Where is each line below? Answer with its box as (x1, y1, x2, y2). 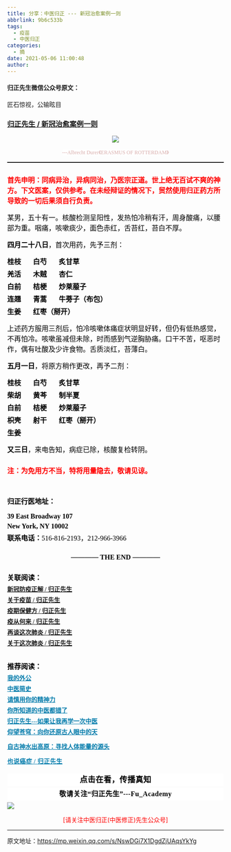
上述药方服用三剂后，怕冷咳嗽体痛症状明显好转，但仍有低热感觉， (7, 325, 221, 333)
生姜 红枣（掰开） (7, 308, 75, 316)
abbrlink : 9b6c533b (7, 17, 63, 23)
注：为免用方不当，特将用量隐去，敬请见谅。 (7, 467, 153, 475)
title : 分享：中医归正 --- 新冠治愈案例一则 (7, 10, 122, 17)
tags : (7, 23, 23, 30)
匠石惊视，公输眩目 (7, 100, 62, 108)
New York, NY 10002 (7, 522, 69, 531)
